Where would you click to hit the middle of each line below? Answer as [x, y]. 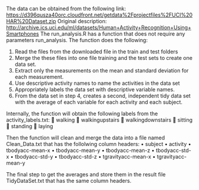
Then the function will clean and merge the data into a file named [86, 138]
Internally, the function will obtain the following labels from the [82, 113]
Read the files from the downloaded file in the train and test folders [96, 52]
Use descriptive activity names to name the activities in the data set [97, 83]
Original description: [82, 21]
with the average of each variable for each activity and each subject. [98, 102]
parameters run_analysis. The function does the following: [77, 40]
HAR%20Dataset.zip [31, 21]
